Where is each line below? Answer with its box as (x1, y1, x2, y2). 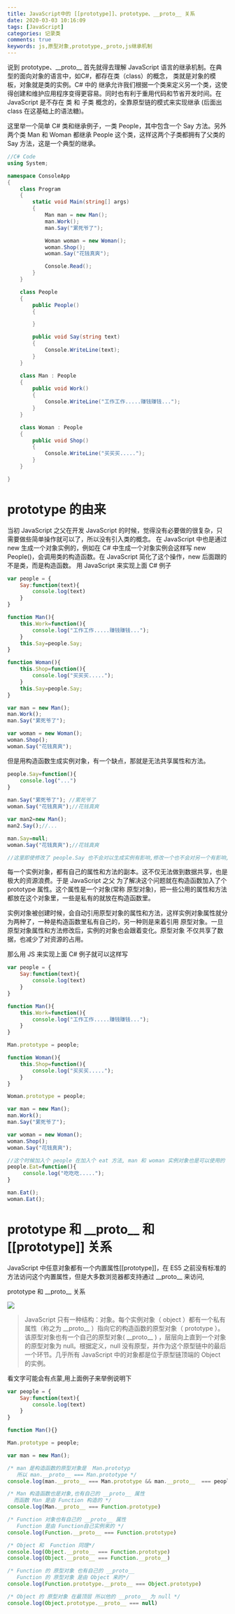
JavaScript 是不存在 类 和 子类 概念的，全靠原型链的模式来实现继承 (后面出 (7, 98, 222, 106)
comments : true (7, 36, 52, 43)
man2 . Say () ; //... (7, 822, 58, 829)
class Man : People (20, 372, 77, 379)
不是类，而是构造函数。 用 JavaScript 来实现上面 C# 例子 (7, 561, 172, 569)
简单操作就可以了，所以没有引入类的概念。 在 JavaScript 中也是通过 (31, 534, 227, 543)
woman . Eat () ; (7, 1195, 45, 1202)
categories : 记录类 (7, 29, 61, 37)
